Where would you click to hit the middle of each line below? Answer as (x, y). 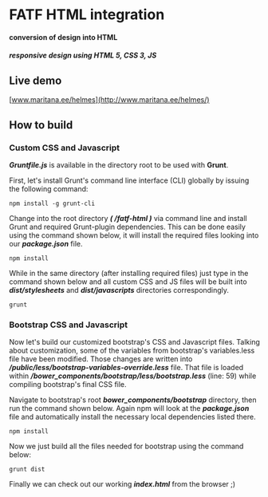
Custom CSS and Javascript (65, 148)
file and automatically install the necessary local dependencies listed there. (132, 417)
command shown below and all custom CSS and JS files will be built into (128, 282)
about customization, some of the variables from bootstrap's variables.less (132, 351)
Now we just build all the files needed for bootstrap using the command (126, 446)
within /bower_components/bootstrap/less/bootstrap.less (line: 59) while (133, 376)
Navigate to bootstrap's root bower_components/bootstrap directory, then (133, 400)
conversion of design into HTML (63, 37)
